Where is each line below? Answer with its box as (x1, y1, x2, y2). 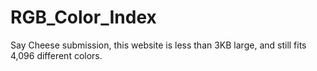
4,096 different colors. (10, 49, 103, 61)
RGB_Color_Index (10, 6, 157, 29)
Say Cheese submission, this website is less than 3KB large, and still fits (10, 39, 307, 51)
